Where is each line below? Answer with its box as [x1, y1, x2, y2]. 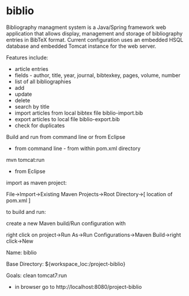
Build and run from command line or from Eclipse [6, 133, 126, 140]
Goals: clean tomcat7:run [6, 272, 67, 279]
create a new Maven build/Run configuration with [6, 220, 126, 227]
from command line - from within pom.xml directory [14, 145, 141, 152]
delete [14, 96, 31, 104]
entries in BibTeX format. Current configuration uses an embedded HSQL [6, 36, 184, 43]
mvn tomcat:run [6, 156, 45, 163]
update [14, 90, 32, 97]
